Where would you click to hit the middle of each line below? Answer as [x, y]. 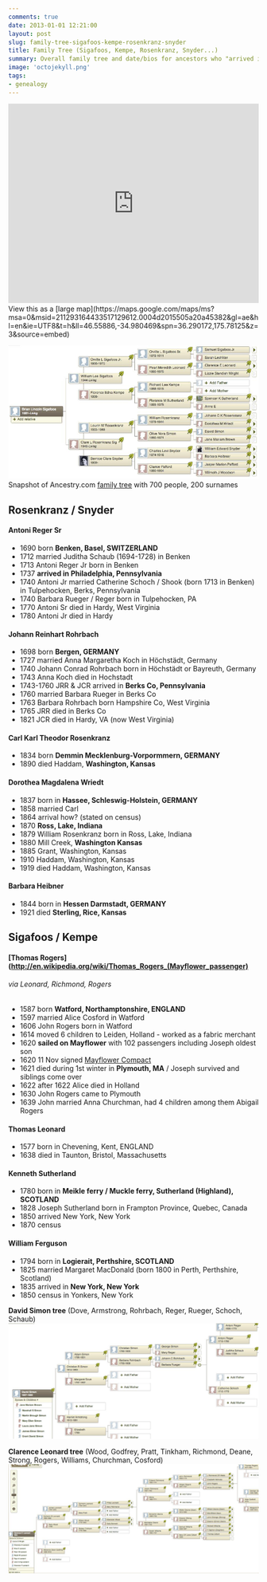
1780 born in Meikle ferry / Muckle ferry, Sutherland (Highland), [126, 1191]
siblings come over [51, 1076]
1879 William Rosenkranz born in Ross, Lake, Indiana [106, 834]
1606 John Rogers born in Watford [76, 1025]
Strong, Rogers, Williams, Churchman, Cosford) [86, 1460]
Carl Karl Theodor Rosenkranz [60, 738]
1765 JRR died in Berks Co [63, 711]
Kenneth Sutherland [43, 1173]
